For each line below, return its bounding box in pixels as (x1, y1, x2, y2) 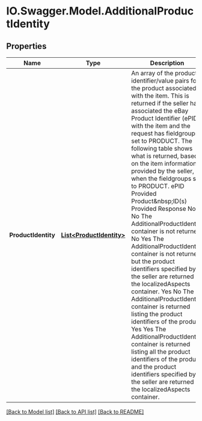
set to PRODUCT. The (131, 137, 192, 145)
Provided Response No (131, 205, 197, 213)
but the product (131, 257, 176, 266)
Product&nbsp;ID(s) (131, 197, 188, 205)
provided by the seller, (131, 167, 194, 175)
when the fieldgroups (131, 175, 192, 182)
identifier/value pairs (131, 76, 189, 85)
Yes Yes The (131, 325, 167, 333)
